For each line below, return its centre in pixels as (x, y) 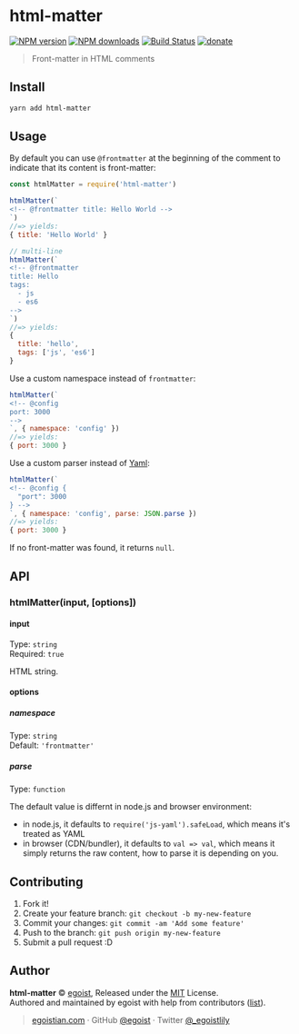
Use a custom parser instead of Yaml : (80, 463)
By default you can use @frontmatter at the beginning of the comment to (145, 158)
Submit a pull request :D (68, 942)
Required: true (37, 653)
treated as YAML (54, 834)
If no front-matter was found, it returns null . (92, 548)
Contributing (46, 882)
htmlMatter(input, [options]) (73, 602)
